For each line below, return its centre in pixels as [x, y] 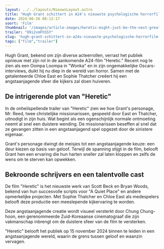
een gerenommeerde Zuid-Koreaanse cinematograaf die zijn [78, 217]
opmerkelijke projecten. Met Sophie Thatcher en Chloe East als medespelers [82, 197]
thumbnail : [16, 28]
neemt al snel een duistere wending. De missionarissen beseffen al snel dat [81, 124]
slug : [10, 37]
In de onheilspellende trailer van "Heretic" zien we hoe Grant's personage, [80, 108]
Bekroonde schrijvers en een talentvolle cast [74, 175]
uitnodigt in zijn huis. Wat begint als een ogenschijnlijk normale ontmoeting [80, 119]
